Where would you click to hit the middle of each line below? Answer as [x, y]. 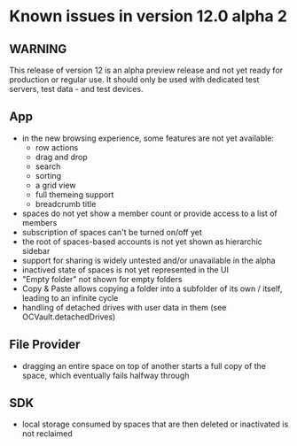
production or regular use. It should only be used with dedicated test [134, 80]
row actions [57, 147]
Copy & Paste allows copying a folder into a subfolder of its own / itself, [152, 288]
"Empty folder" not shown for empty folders [102, 279]
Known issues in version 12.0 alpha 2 [148, 16]
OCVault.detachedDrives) [69, 317]
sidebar [36, 250]
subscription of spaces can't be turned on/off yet [112, 232]
